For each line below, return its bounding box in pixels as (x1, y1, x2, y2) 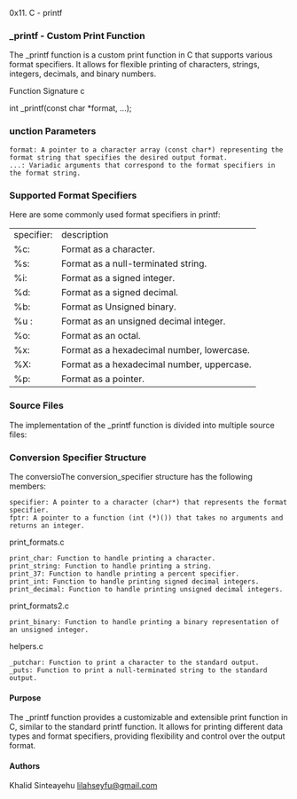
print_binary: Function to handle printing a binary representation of (9, 617, 279, 626)
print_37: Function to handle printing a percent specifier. (9, 569, 240, 578)
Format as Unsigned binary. (61, 301, 177, 313)
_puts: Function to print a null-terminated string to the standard (9, 665, 268, 675)
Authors (9, 760, 41, 771)
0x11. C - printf (9, 8, 63, 18)
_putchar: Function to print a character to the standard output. (9, 658, 260, 667)
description (61, 229, 109, 241)
